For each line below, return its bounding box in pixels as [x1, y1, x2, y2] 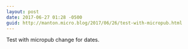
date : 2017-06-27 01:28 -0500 [6, 14, 83, 20]
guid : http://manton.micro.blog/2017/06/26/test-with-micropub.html [6, 20, 183, 26]
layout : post [6, 8, 39, 15]
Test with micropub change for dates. [6, 36, 100, 44]
